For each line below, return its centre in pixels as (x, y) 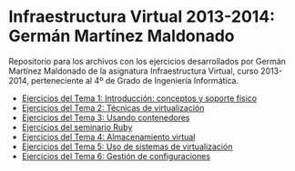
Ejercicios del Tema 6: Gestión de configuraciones (116, 156)
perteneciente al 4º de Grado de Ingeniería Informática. (134, 80)
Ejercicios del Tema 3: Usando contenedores (106, 117)
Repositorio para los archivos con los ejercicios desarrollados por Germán (147, 61)
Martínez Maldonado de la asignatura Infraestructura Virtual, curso (133, 71)
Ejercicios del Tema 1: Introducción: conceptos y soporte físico (139, 98)
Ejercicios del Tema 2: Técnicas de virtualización (113, 107)
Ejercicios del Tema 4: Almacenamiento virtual (108, 136)
